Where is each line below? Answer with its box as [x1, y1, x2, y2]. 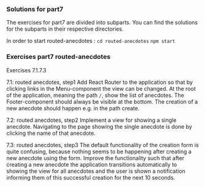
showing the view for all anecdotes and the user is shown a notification [6, 167, 185, 175]
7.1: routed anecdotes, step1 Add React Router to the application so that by [6, 78, 193, 86]
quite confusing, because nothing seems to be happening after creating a [6, 148, 192, 155]
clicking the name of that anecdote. [6, 129, 96, 137]
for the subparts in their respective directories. [6, 25, 124, 32]
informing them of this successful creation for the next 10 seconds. [6, 174, 176, 181]
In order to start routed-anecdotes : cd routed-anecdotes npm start [6, 37, 176, 45]
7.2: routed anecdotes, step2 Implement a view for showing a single [6, 116, 177, 124]
